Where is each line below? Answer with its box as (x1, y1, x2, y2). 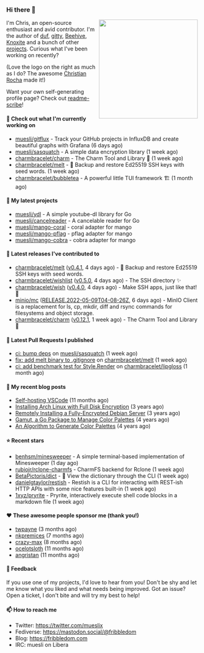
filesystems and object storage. (15, 309, 94, 316)
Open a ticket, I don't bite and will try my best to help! (6, 592, 140, 599)
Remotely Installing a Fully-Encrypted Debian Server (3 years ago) (15, 410, 181, 417)
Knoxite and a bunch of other (6, 39, 80, 46)
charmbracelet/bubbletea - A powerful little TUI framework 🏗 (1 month (15, 174, 193, 181)
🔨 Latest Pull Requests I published (6, 336, 94, 343)
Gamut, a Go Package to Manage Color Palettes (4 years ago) (15, 416, 170, 424)
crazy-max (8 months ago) (15, 538, 82, 545)
